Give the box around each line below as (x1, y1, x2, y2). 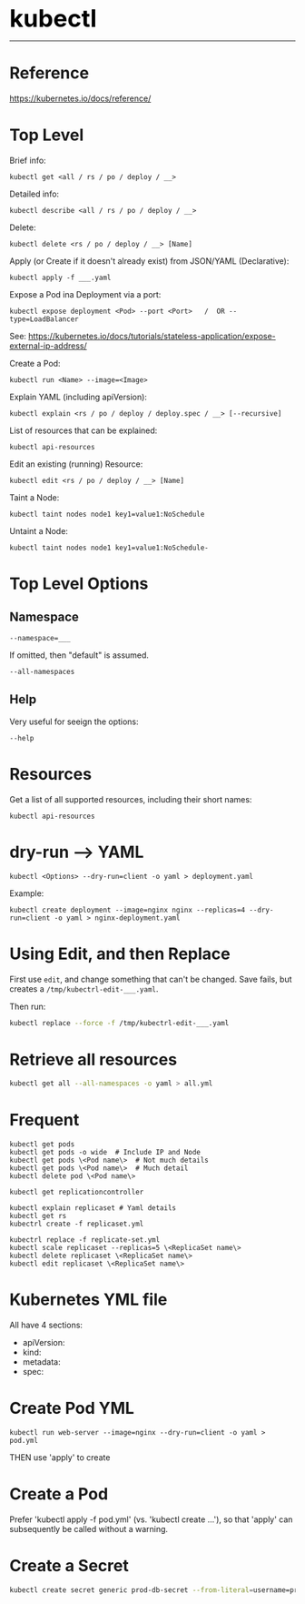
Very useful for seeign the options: (9, 716, 139, 727)
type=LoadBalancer (9, 314, 79, 324)
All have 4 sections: (9, 1319, 84, 1331)
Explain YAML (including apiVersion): (9, 391, 148, 402)
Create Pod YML (9, 1398, 134, 1418)
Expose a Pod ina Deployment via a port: (9, 288, 162, 299)
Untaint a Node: (9, 525, 68, 536)
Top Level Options (9, 573, 149, 594)
